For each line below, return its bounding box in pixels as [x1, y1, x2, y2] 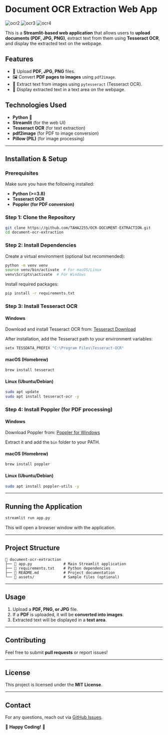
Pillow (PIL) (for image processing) [12, 135, 85, 141]
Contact [5, 701, 31, 709]
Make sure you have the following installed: [5, 181, 94, 187]
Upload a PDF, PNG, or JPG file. [12, 606, 78, 612]
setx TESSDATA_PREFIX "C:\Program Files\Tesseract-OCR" [5, 345, 124, 351]
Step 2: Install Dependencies [5, 242, 76, 249]
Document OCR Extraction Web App [5, 4, 157, 15]
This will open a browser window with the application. [5, 525, 116, 531]
